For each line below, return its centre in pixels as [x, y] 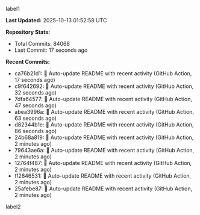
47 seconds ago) [35, 105]
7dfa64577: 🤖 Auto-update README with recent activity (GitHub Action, [103, 99]
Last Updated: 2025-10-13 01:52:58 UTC [56, 20]
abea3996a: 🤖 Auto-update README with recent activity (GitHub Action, [104, 112]
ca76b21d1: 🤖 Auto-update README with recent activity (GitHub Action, [103, 73]
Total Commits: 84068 [42, 44]
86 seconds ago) [35, 131]
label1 [13, 9]
